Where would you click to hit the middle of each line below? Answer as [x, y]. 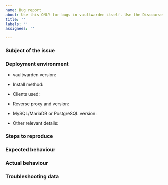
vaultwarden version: [34, 75]
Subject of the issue [30, 51]
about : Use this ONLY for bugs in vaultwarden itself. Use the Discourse [84, 15]
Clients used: [26, 94]
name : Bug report [23, 10]
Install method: [28, 84]
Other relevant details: [35, 123]
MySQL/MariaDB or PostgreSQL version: [54, 114]
